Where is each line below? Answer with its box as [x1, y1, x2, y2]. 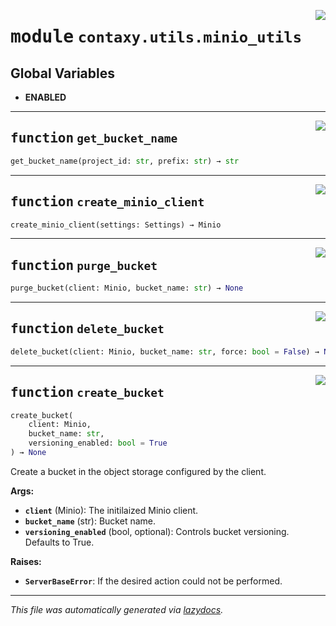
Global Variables [10, 65, 115, 82]
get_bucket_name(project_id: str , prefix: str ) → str [10, 156, 240, 166]
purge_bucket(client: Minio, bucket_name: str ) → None [10, 283, 244, 294]
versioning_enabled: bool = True [28, 438, 168, 449]
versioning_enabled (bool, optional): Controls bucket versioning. [24, 525, 290, 537]
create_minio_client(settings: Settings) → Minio [10, 220, 222, 230]
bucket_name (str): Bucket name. [24, 515, 156, 527]
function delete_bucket [10, 321, 165, 337]
